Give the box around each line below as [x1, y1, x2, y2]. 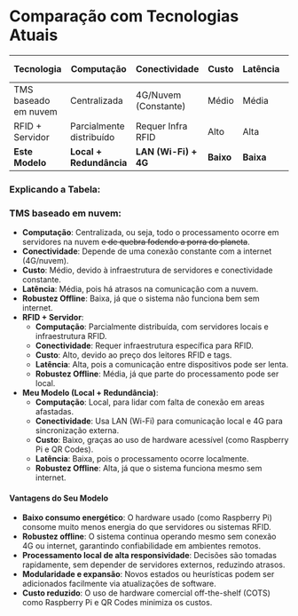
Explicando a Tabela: [9, 183, 101, 195]
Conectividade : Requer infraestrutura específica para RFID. [35, 340, 255, 351]
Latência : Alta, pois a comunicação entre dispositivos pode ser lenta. [35, 359, 289, 370]
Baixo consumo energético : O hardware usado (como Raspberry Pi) [21, 512, 273, 523]
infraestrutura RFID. [35, 331, 107, 342]
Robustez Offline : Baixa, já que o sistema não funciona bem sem [21, 293, 260, 304]
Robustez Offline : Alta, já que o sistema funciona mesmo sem [35, 463, 263, 474]
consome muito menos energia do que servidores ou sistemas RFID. [21, 522, 272, 533]
